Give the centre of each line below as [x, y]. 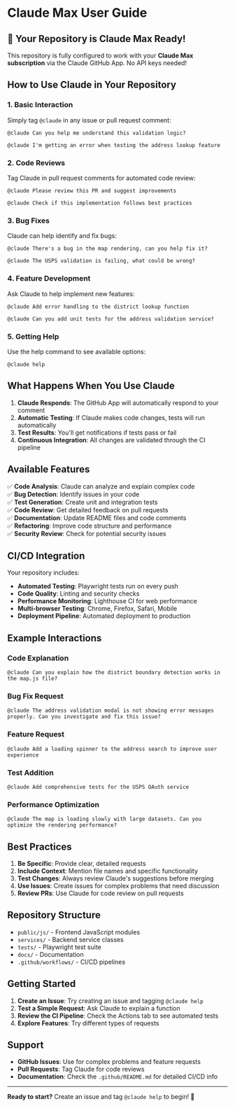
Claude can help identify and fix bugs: [62, 236]
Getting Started [42, 984]
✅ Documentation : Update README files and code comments [97, 518]
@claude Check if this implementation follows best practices [100, 203]
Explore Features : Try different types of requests [88, 1023]
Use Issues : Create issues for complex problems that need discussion [118, 886]
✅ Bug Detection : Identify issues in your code [73, 494]
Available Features [49, 469]
